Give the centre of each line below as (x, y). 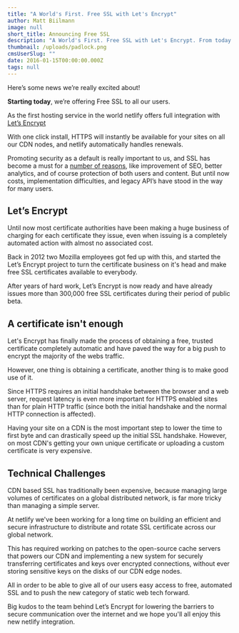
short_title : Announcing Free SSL (59, 34)
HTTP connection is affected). (52, 414)
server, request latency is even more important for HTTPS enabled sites (113, 399)
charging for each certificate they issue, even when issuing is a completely (117, 236)
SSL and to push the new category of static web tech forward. (99, 593)
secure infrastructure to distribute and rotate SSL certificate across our (112, 527)
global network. (30, 535)
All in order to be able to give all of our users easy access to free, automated (120, 585)
